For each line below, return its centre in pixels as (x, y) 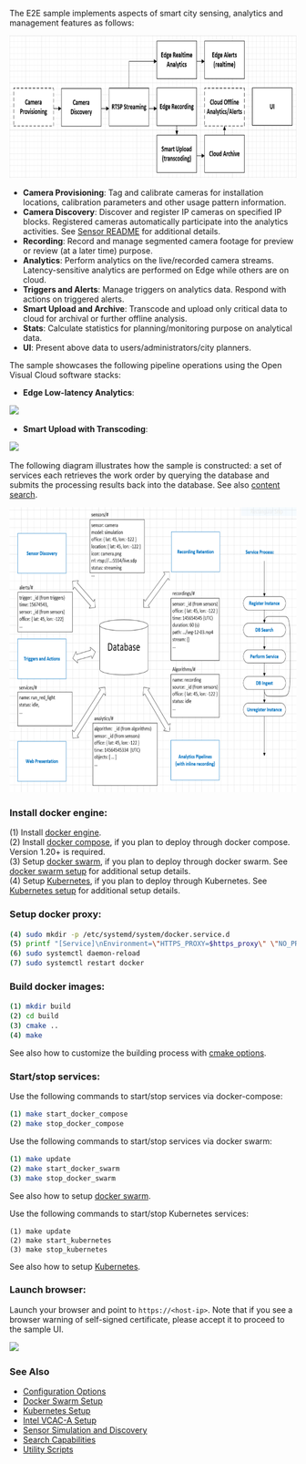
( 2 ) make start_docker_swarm (65, 1169)
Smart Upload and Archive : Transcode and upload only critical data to (155, 309)
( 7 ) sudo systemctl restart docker (77, 964)
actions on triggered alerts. (73, 299)
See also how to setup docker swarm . (80, 1196)
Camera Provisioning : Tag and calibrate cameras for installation (143, 192)
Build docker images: (57, 986)
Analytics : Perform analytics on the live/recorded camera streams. (148, 260)
